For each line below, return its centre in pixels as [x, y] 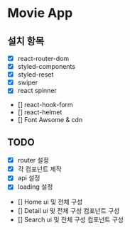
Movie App [40, 13]
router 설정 [33, 160]
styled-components [47, 67]
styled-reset [36, 75]
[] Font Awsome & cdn [50, 120]
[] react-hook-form [45, 105]
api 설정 [29, 178]
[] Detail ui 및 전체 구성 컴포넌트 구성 [69, 211]
